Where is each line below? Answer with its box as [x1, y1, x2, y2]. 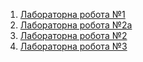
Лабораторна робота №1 [19, 9, 126, 20]
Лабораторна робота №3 [19, 40, 128, 52]
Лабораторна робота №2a [19, 19, 133, 31]
